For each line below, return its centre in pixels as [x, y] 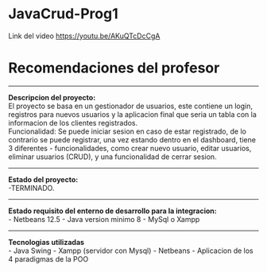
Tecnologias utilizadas [46, 242]
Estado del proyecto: [43, 179]
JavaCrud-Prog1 [64, 14]
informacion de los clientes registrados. [73, 122]
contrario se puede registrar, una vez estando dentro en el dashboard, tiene [132, 139]
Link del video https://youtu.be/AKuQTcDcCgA [84, 36]
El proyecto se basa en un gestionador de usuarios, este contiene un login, [130, 106]
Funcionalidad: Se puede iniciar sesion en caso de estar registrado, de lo [127, 131]
